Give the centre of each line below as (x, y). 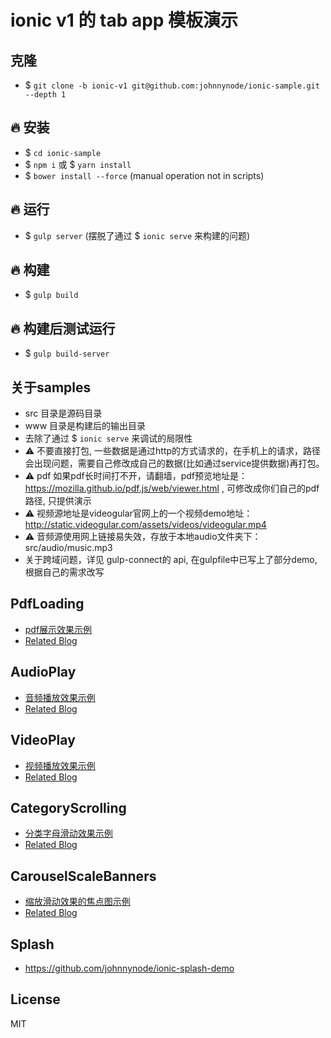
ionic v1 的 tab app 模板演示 (124, 20)
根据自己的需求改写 (64, 572)
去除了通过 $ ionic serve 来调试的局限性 (108, 438)
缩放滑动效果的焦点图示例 (77, 902)
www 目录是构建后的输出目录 (85, 426)
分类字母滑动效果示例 (68, 833)
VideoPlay (43, 740)
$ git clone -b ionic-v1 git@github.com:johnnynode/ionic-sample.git (172, 85)
